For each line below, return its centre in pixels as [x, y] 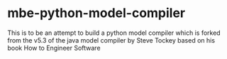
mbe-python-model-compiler [96, 13]
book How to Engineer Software [54, 48]
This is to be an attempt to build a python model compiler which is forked [114, 33]
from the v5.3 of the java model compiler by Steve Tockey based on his [111, 40]
